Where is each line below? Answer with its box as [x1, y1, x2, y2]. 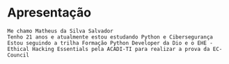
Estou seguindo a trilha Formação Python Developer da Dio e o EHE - [7, 39, 214, 46]
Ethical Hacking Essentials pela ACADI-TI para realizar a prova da [7, 45, 210, 52]
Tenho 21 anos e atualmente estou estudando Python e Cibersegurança [7, 33, 214, 41]
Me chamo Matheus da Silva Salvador [7, 28, 113, 34]
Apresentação [7, 5, 92, 21]
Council [7, 52, 30, 58]
